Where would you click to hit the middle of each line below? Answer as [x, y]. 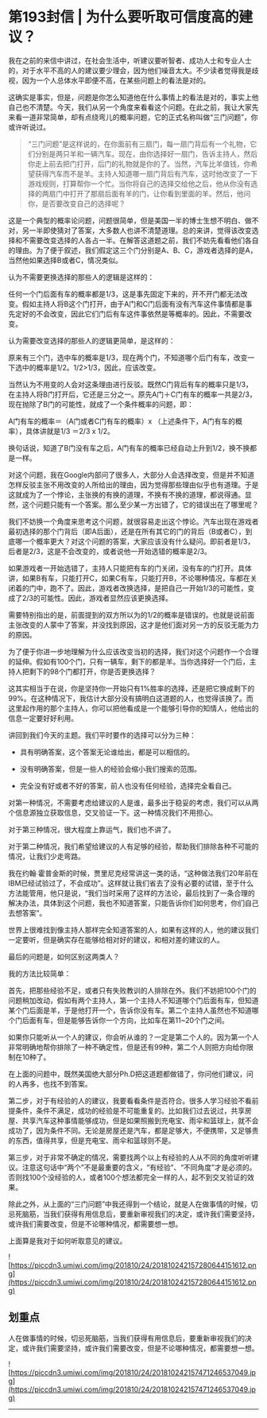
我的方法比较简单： [40, 973]
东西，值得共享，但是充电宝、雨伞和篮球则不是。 [95, 1140]
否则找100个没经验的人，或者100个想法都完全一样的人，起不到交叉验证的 [128, 1177]
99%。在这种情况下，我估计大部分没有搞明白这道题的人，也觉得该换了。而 [131, 698]
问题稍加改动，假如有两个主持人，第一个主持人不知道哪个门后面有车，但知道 [133, 1000]
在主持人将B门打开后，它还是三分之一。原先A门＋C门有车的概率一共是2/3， [132, 394]
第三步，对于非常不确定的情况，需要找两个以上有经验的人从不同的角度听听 [130, 1157]
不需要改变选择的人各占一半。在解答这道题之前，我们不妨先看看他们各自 [140, 240]
